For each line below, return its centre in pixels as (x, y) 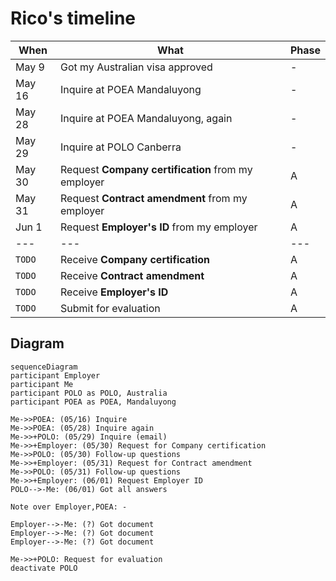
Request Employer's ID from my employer (159, 227)
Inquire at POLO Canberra (121, 147)
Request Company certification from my (156, 169)
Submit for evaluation (110, 308)
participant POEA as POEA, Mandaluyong (93, 402)
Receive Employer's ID (114, 292)
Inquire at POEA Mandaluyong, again (146, 118)
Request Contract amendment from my (154, 198)
